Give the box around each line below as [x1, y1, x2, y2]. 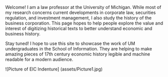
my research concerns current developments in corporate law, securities [5, 9, 156, 15]
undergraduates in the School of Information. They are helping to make [5, 46, 152, 51]
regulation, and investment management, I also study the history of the [5, 15, 152, 20]
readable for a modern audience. [5, 56, 73, 62]
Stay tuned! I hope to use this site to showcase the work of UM [5, 40, 135, 46]
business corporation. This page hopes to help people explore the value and [5, 20, 163, 26]
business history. [5, 31, 41, 36]
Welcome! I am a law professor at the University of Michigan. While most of [5, 4, 161, 10]
